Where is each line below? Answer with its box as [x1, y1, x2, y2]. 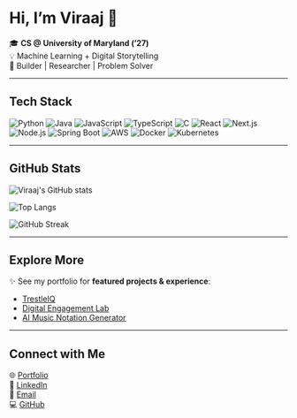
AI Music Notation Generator [21, 313, 126, 323]
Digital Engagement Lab [21, 303, 110, 314]
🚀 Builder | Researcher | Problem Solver [9, 60, 154, 71]
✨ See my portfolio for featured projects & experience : [9, 276, 211, 286]
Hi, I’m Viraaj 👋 [9, 8, 118, 28]
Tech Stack [9, 95, 72, 110]
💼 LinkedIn [9, 380, 48, 391]
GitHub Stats [9, 161, 81, 176]
